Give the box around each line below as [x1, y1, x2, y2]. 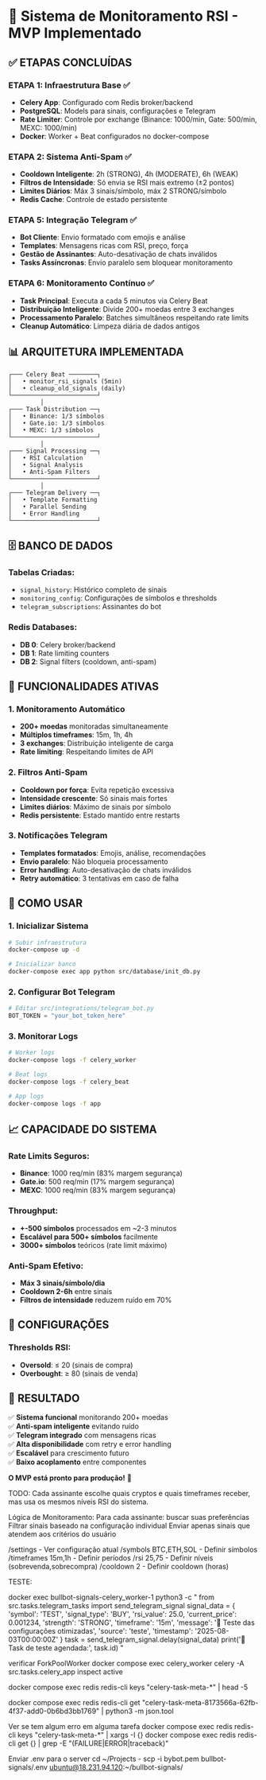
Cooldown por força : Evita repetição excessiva [19, 785, 175, 795]
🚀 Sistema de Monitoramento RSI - [8, 7, 239, 25]
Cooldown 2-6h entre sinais [19, 1286, 113, 1296]
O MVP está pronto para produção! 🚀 [8, 1473, 133, 1483]
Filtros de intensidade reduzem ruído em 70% [19, 1295, 172, 1304]
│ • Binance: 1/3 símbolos [8, 412, 105, 420]
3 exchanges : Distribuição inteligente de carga [19, 739, 174, 748]
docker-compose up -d [8, 946, 80, 954]
